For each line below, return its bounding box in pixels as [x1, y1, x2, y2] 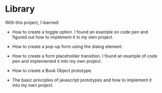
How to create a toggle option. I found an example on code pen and [12, 29, 148, 35]
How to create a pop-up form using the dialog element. [12, 43, 123, 49]
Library [5, 3, 35, 15]
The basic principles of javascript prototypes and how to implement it [12, 77, 152, 83]
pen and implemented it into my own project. [12, 58, 102, 64]
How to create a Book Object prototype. [12, 67, 93, 74]
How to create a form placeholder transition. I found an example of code [12, 53, 158, 59]
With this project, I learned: [5, 19, 60, 25]
